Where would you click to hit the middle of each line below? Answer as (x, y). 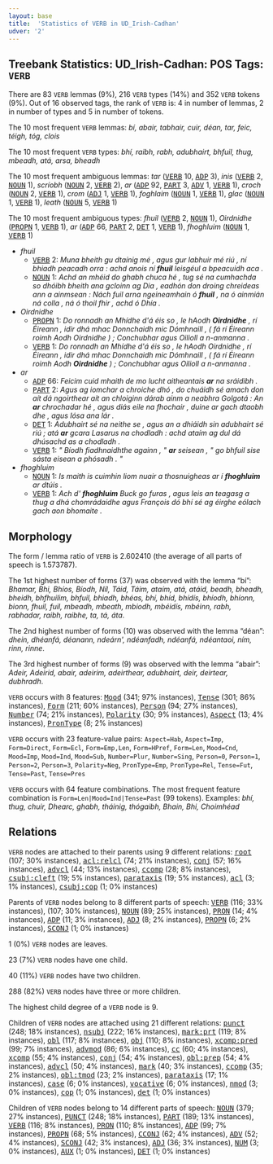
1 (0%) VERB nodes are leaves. (58, 944)
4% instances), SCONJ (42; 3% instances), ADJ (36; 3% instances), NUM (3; (134, 1142)
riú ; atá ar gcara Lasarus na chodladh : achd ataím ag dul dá (136, 433)
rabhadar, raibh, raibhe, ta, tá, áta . (67, 615)
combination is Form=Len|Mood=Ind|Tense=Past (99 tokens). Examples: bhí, (131, 798)
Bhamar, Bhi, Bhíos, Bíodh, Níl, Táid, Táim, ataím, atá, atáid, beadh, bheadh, (136, 589)
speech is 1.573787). (43, 564)
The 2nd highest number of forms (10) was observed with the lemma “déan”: (136, 631)
